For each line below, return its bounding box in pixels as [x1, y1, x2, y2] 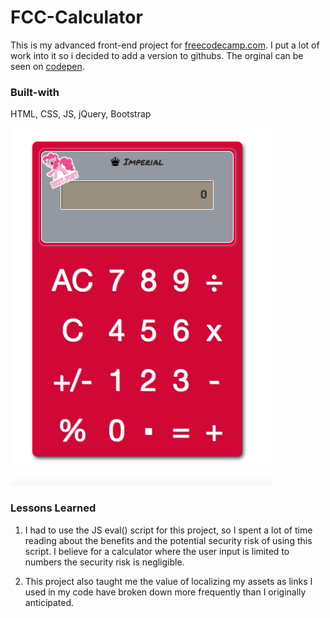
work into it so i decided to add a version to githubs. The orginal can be [10, 49, 304, 61]
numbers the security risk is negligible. [24, 556, 185, 568]
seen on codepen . [10, 60, 85, 72]
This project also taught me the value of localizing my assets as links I [24, 575, 313, 587]
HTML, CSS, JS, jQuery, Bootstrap [10, 108, 152, 120]
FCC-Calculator [10, 6, 143, 29]
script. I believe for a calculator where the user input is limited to [24, 545, 290, 557]
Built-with [10, 85, 60, 99]
